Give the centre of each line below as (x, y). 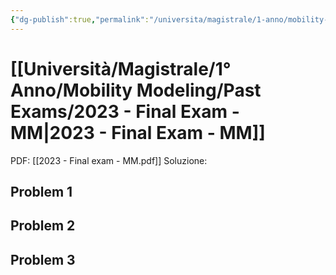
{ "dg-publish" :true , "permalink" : (80, 19)
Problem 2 (43, 226)
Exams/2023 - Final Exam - (125, 111)
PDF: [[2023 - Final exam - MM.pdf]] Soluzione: (109, 160)
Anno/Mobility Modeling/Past (136, 90)
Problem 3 (43, 259)
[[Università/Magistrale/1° (121, 68)
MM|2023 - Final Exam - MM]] (138, 132)
